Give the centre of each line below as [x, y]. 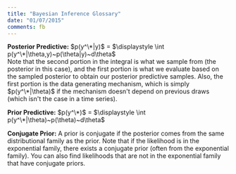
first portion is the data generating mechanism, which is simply [99, 84]
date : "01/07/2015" [36, 20]
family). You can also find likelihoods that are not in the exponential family [114, 156]
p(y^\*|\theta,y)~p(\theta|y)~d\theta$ [62, 54]
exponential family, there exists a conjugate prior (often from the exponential [118, 149]
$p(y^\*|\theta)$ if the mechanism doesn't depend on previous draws [108, 91]
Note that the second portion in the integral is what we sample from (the [112, 62]
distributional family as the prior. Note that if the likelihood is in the [103, 141]
